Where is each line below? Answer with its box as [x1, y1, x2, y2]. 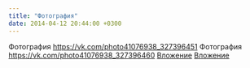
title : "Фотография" [8, 11, 79, 20]
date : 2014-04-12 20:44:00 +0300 [8, 19, 122, 28]
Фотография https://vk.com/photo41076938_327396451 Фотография [8, 41, 243, 51]
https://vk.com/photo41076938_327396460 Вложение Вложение [8, 50, 230, 60]
